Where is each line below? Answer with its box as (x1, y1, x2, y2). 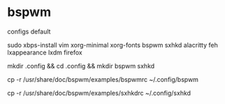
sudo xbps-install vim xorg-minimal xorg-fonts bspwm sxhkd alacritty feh (7, 40, 218, 49)
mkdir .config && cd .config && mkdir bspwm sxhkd (7, 61, 155, 70)
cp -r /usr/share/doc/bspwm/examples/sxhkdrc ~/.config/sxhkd (7, 89, 191, 97)
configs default (7, 27, 51, 36)
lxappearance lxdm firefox (7, 48, 82, 57)
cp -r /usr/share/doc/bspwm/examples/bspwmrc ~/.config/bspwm (7, 75, 199, 84)
